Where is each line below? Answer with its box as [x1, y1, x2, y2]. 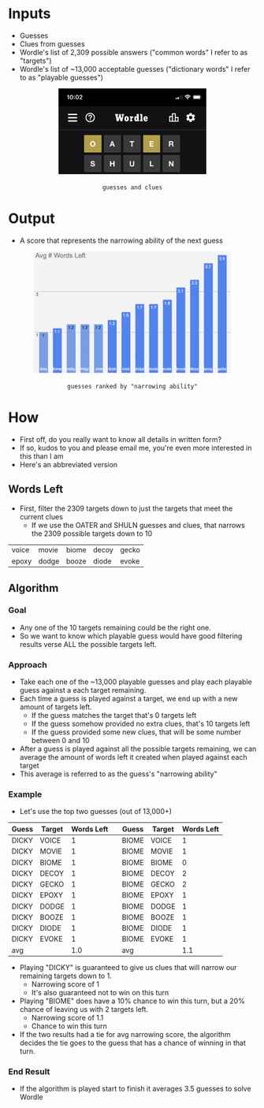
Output [8, 210, 55, 227]
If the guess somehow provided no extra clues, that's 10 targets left [31, 719, 251, 729]
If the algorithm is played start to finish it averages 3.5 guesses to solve [19, 1084, 251, 1094]
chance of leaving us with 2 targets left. [19, 1005, 148, 1014]
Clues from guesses [19, 39, 85, 48]
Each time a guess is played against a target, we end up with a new [19, 694, 238, 704]
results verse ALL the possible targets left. [19, 639, 158, 649]
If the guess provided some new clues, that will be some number [31, 727, 242, 737]
